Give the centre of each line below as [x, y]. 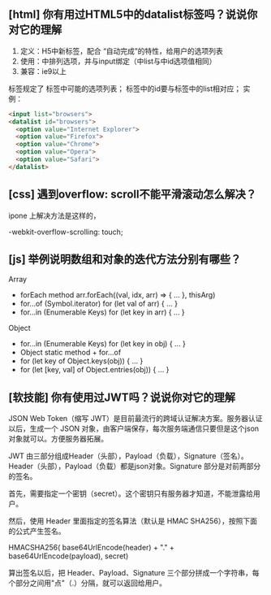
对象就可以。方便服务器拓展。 [58, 439]
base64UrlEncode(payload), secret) [69, 556]
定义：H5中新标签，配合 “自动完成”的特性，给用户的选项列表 [121, 50]
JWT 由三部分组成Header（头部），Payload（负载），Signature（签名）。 [129, 456]
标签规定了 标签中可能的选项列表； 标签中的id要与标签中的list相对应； [125, 89]
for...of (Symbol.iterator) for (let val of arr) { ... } [99, 304]
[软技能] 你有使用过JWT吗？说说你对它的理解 [122, 397]
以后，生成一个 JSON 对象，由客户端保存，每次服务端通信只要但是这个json [134, 428]
